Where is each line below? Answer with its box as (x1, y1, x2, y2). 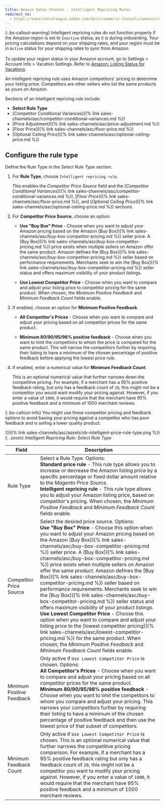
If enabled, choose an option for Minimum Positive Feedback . (12, 305, 138, 311)
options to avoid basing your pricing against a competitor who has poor (5, 415, 150, 421)
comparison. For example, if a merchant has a (40, 749, 146, 756)
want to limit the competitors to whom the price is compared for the (19, 340, 156, 345)
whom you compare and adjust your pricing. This (40, 698, 153, 705)
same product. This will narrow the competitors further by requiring (19, 345, 156, 350)
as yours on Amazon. (5, 86, 48, 92)
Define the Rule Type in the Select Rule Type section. (5, 164, 112, 170)
